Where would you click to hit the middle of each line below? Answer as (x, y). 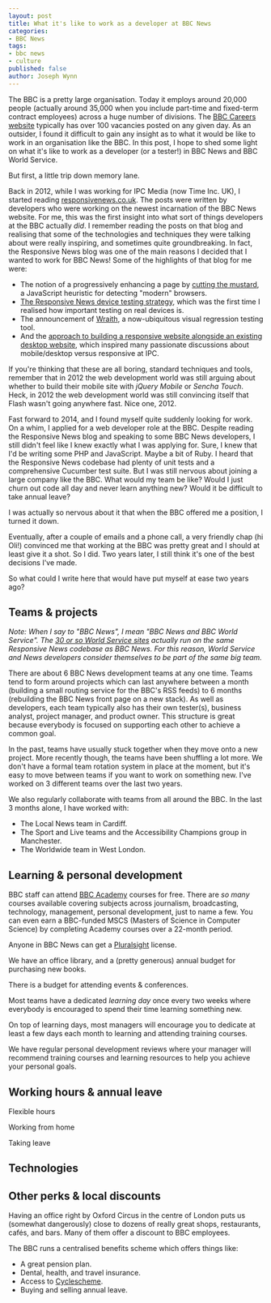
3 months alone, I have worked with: (69, 808)
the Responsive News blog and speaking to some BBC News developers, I (132, 436)
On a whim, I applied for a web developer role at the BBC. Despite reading (131, 427)
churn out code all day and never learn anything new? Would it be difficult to (135, 488)
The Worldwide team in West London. (83, 850)
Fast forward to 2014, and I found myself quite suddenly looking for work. (131, 419)
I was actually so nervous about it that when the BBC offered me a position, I (136, 512)
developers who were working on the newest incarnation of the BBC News (132, 208)
